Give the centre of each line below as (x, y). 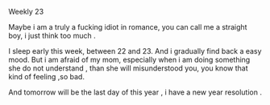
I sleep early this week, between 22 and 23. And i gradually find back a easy (135, 51)
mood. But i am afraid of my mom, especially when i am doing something (129, 60)
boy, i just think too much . (52, 36)
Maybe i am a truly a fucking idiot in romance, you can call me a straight (128, 27)
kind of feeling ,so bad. (46, 77)
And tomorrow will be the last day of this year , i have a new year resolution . (135, 92)
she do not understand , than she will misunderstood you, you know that (128, 68)
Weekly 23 (26, 12)
